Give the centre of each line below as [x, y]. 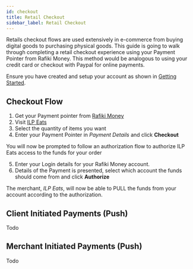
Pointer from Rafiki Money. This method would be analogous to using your [97, 59]
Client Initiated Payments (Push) [67, 213]
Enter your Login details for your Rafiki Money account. [82, 164]
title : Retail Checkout [36, 17]
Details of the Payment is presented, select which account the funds [98, 171]
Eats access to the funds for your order [54, 153]
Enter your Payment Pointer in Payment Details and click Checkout [97, 135]
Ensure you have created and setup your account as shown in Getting [91, 76]
